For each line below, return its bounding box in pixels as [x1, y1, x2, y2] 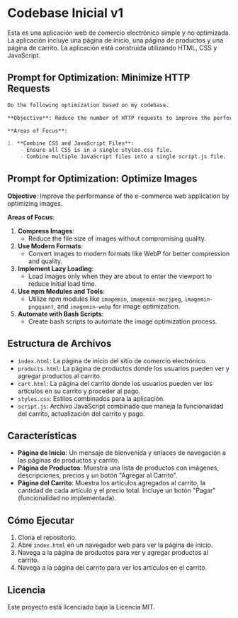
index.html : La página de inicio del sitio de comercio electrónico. [17, 356, 208, 365]
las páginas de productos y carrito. [17, 456, 120, 465]
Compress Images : [17, 226, 74, 235]
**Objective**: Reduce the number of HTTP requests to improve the [7, 114, 211, 121]
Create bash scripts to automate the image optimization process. [28, 317, 217, 326]
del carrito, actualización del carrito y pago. [17, 409, 145, 418]
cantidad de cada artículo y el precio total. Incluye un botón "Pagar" [17, 486, 216, 495]
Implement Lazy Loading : [17, 264, 94, 272]
